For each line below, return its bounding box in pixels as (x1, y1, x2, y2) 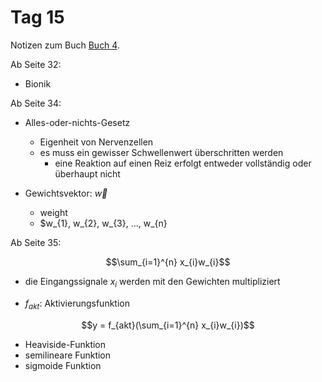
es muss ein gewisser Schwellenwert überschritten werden (39, 146, 284, 158)
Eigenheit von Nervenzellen (39, 136, 154, 148)
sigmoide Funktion (24, 359, 102, 371)
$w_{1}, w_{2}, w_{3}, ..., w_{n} (39, 217, 168, 229)
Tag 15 (10, 6, 65, 29)
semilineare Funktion (24, 349, 112, 361)
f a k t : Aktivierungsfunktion (24, 297, 130, 311)
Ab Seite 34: (10, 97, 62, 109)
